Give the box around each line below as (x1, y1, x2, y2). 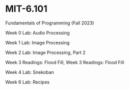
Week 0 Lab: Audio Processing (5, 29, 70, 36)
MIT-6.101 (5, 3, 47, 15)
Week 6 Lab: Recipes (5, 79, 50, 85)
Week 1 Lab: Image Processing (5, 39, 70, 46)
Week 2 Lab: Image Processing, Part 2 (5, 49, 86, 55)
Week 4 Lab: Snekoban (5, 69, 55, 75)
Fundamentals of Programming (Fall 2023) (5, 20, 94, 26)
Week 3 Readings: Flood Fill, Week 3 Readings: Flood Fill (5, 59, 124, 65)
